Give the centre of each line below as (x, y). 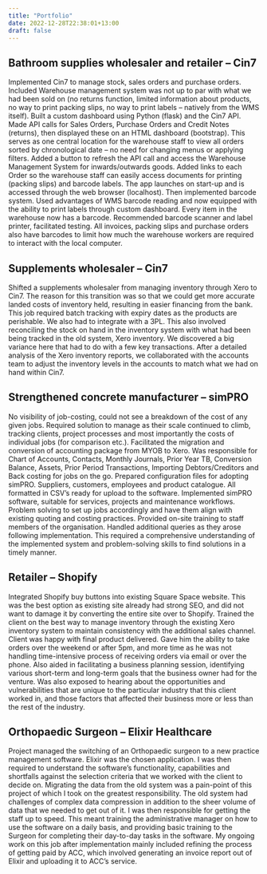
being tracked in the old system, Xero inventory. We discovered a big (122, 338)
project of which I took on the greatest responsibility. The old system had (128, 793)
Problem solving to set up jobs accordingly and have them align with (120, 510)
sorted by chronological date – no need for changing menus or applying (126, 150)
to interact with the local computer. (65, 243)
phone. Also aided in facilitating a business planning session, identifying (126, 664)
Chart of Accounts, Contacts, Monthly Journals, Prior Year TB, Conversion (130, 459)
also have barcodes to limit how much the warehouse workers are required (131, 235)
